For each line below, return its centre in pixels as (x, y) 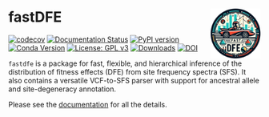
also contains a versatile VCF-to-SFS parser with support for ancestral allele (134, 80)
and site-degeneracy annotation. (62, 89)
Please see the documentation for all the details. (88, 104)
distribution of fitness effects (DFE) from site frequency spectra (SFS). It (127, 71)
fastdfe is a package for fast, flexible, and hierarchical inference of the (125, 63)
